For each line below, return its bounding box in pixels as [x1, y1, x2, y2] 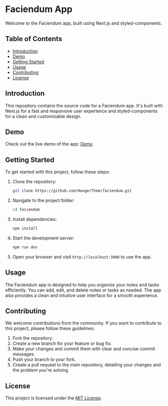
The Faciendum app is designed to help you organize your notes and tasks [5, 282, 159, 288]
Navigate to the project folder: [12, 197, 75, 204]
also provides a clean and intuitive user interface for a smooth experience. [5, 292, 159, 298]
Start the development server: [12, 235, 75, 241]
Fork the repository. [12, 335, 54, 341]
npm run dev [12, 244, 38, 249]
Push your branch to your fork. [12, 356, 76, 362]
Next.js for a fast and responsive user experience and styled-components [5, 108, 158, 114]
